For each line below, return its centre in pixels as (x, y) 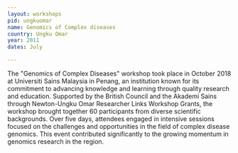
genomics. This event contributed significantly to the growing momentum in (118, 134)
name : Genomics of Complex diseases (61, 27)
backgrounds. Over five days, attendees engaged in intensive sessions (111, 119)
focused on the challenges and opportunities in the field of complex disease (119, 126)
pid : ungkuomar (30, 21)
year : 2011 (23, 41)
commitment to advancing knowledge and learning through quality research (118, 89)
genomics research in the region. (56, 142)
